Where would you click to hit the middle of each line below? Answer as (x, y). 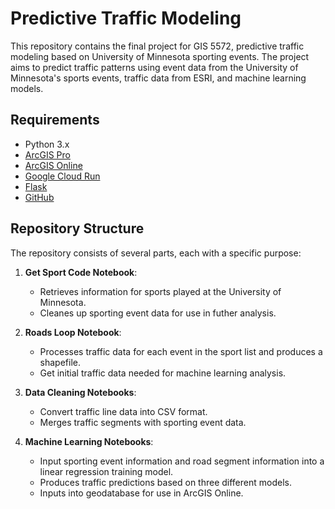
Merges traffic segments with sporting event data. (143, 422)
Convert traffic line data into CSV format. (123, 411)
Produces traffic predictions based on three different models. (165, 482)
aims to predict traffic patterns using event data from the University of (154, 67)
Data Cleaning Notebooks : (80, 392)
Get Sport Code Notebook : (81, 272)
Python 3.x (47, 144)
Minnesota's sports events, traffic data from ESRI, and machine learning (158, 78)
